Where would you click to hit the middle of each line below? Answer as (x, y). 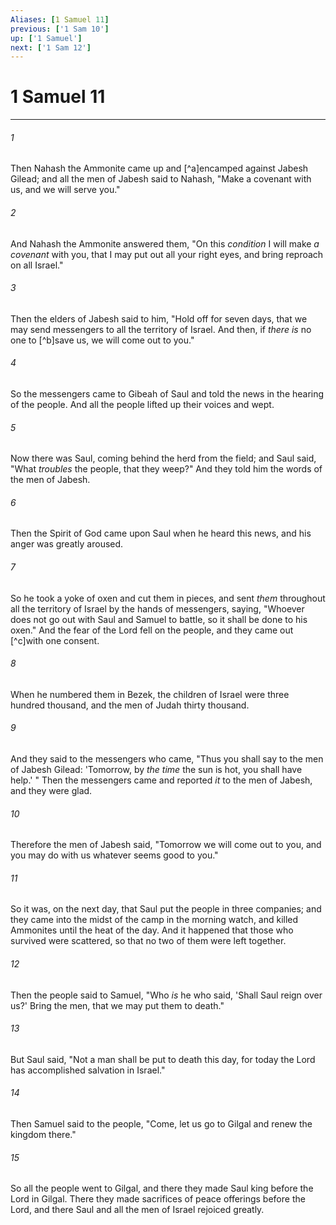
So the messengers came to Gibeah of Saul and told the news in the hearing (167, 394)
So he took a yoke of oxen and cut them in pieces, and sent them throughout (168, 598)
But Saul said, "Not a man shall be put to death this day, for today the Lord (163, 1059)
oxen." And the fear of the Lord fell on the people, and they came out (152, 630)
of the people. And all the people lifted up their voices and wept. (142, 404)
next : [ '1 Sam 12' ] (51, 47)
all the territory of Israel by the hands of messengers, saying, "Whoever (157, 608)
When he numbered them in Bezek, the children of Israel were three (150, 694)
